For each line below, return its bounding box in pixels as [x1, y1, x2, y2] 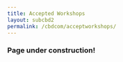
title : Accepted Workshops [7, 10, 85, 17]
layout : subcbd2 [7, 17, 54, 23]
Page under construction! [7, 45, 96, 55]
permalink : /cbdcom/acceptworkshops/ [7, 23, 117, 30]
